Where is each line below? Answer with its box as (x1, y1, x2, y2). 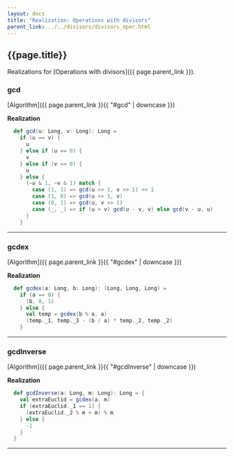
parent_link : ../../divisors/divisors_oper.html (7, 23, 151, 30)
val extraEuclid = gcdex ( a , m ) (19, 396, 111, 404)
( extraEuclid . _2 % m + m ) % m (25, 409, 114, 416)
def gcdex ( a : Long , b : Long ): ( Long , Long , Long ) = (13, 284, 167, 292)
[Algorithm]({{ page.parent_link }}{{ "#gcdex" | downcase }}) (7, 258, 182, 266)
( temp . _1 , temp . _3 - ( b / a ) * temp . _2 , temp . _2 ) (25, 317, 173, 325)
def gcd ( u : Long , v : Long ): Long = (13, 128, 117, 135)
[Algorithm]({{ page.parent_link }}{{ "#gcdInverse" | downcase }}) (7, 362, 196, 371)
